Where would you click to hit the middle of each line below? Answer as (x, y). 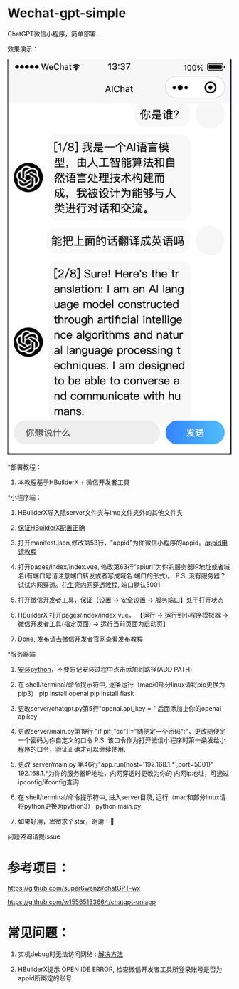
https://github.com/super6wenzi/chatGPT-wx (74, 888)
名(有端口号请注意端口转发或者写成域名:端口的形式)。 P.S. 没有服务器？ (122, 576)
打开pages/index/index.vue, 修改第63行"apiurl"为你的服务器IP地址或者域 (124, 567)
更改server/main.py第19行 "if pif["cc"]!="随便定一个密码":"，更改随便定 (122, 732)
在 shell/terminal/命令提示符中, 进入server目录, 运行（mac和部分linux (118, 797)
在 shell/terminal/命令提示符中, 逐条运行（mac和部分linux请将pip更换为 (121, 685)
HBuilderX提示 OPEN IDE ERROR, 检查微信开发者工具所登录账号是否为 (120, 969)
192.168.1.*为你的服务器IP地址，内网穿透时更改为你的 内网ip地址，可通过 (123, 773)
